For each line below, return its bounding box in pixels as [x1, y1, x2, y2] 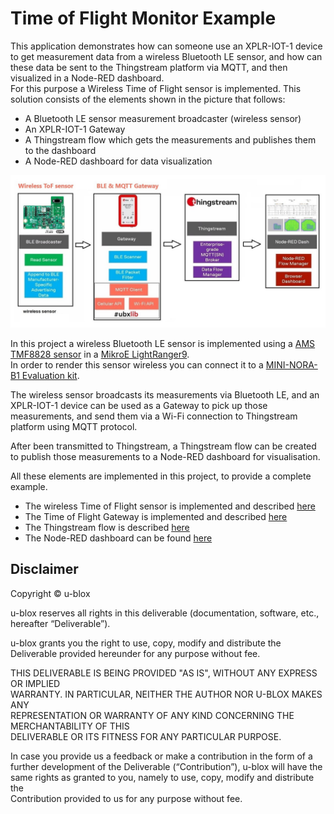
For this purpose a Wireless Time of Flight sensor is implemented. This [10, 82, 302, 94]
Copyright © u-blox [10, 587, 91, 599]
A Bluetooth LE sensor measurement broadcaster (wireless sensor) [24, 112, 302, 124]
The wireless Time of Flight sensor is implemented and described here [24, 500, 316, 512]
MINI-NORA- [265, 359, 318, 371]
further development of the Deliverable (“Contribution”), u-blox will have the [10, 760, 323, 772]
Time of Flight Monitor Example [10, 7, 277, 30]
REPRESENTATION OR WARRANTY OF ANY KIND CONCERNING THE [10, 709, 295, 721]
